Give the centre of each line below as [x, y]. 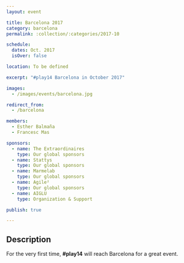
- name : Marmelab [33, 171]
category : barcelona [32, 28]
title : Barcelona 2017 [35, 23]
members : [17, 121]
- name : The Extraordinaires [48, 149]
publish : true [24, 210]
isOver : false [29, 56]
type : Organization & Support [55, 199]
